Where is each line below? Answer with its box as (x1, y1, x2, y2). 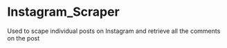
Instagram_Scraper (7, 4, 120, 20)
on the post (7, 34, 40, 42)
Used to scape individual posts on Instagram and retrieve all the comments (7, 27, 221, 35)
